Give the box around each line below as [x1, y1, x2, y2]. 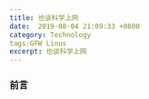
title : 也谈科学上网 [9, 13, 79, 23]
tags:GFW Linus [9, 38, 67, 48]
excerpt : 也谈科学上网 [9, 47, 87, 56]
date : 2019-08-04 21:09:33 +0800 [9, 22, 141, 31]
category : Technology [9, 30, 92, 39]
